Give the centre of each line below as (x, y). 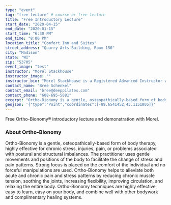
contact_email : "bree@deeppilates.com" (48, 90)
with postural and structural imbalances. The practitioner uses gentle (78, 154)
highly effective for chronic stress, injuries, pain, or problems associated (81, 149)
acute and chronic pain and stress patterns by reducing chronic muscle (80, 175)
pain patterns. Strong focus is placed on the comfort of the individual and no (85, 165)
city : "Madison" (22, 52)
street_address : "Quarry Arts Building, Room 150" (60, 48)
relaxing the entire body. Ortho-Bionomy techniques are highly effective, (81, 187)
